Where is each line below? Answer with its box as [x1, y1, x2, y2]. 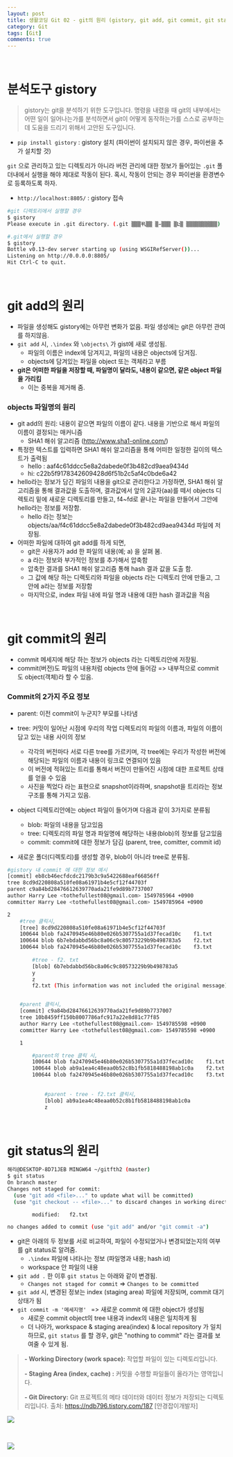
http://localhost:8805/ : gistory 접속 [17, 194, 124, 202]
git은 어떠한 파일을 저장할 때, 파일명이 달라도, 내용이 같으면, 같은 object [17, 366, 209, 374]
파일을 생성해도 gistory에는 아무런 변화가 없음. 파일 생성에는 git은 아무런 [17, 323, 213, 330]
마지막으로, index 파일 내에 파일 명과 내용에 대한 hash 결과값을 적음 [27, 590, 210, 599]
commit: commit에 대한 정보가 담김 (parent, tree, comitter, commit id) [27, 837, 222, 846]
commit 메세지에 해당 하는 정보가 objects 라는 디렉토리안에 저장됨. [17, 655, 198, 664]
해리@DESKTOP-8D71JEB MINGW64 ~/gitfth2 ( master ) [7, 1166, 150, 1173]
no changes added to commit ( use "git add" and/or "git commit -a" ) [7, 1223, 209, 1231]
